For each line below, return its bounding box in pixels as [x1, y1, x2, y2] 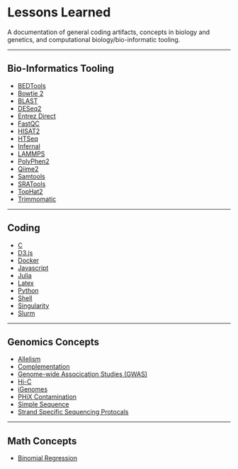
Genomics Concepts [7, 335, 100, 348]
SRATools [17, 179, 46, 188]
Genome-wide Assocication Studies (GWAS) [17, 370, 147, 379]
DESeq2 [17, 104, 42, 112]
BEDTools [17, 81, 46, 90]
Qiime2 [17, 164, 39, 173]
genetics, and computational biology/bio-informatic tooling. [7, 35, 181, 43]
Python [17, 286, 39, 295]
